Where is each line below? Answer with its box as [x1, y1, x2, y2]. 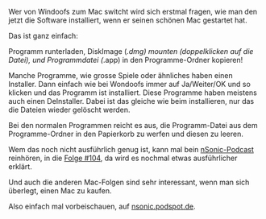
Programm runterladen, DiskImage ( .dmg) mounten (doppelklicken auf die [8, 47, 254, 56]
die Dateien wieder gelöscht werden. [8, 105, 131, 114]
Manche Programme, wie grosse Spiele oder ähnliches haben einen [8, 71, 233, 80]
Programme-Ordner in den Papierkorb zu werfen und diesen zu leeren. [8, 129, 243, 138]
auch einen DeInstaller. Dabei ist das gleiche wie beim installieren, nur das [8, 97, 255, 105]
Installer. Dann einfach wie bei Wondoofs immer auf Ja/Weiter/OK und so [8, 80, 251, 89]
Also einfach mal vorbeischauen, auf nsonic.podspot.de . [8, 201, 196, 211]
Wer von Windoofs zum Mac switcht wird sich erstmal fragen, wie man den [8, 7, 258, 16]
